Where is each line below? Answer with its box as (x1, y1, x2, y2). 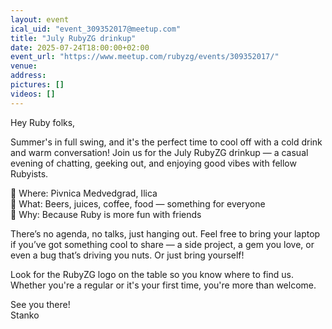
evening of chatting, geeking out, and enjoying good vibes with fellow (10, 157, 297, 169)
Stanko (10, 309, 40, 321)
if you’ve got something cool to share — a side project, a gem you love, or (10, 238, 315, 250)
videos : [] (10, 89, 56, 99)
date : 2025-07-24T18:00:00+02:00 (10, 42, 150, 53)
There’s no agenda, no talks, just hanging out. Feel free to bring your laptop (10, 227, 321, 240)
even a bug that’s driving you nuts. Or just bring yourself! (10, 249, 245, 261)
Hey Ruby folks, (10, 116, 76, 128)
